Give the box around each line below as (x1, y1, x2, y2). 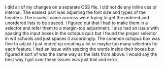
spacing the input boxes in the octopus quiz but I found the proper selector (5, 31, 157, 36)
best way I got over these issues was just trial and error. (5, 57, 119, 62)
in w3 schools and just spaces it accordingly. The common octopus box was (5, 35, 160, 41)
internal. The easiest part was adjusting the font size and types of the (5, 9, 146, 15)
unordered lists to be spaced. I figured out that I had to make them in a (5, 20, 148, 26)
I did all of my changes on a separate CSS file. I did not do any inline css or (5, 4, 157, 10)
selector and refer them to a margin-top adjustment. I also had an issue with (5, 25, 159, 31)
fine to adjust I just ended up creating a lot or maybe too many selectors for (5, 41, 158, 46)
